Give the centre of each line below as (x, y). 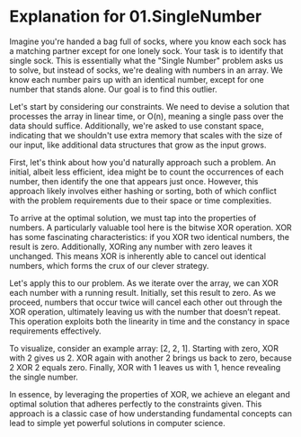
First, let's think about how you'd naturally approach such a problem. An (143, 162)
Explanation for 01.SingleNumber (136, 17)
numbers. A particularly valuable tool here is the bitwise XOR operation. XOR (150, 227)
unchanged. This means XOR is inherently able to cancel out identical (138, 256)
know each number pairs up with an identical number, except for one (137, 79)
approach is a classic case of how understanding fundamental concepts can (150, 413)
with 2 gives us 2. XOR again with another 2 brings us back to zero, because (150, 358)
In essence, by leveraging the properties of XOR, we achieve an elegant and (150, 394)
